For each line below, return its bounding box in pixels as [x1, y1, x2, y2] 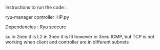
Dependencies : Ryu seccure [5, 24, 67, 30]
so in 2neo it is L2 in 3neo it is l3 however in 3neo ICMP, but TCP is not [5, 34, 155, 39]
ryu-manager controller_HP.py [5, 14, 69, 20]
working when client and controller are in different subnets [5, 39, 129, 45]
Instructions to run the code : [5, 5, 67, 10]
